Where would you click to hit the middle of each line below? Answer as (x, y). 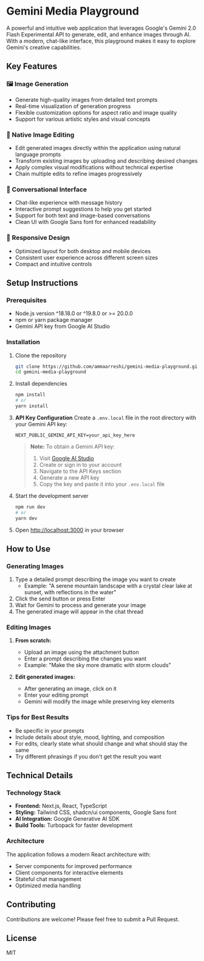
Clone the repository (41, 355)
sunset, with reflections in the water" (70, 593)
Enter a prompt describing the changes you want (85, 659)
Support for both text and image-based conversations (83, 216)
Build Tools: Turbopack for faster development (74, 825)
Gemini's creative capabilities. (44, 47)
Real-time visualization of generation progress (73, 106)
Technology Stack (34, 793)
